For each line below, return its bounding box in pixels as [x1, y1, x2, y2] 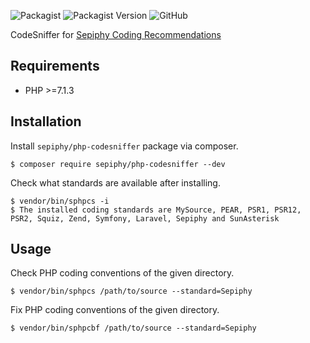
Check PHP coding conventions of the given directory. [10, 267, 235, 279]
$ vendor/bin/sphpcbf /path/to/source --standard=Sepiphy [10, 323, 257, 334]
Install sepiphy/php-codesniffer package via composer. [10, 140, 239, 152]
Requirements [10, 58, 100, 75]
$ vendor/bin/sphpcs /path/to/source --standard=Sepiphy [10, 286, 253, 297]
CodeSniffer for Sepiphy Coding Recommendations [10, 29, 222, 40]
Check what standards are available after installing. [10, 176, 221, 189]
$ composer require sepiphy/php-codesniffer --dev [10, 159, 226, 169]
